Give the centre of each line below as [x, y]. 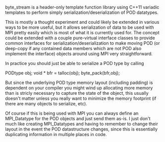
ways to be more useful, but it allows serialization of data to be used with [80, 27]
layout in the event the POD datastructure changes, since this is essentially [81, 129]
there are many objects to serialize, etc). [46, 104]
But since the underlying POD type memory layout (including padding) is [79, 82]
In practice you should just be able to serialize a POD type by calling [75, 63]
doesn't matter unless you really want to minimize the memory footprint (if [81, 98]
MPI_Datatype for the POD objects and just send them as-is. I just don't [78, 118]
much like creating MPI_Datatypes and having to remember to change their [82, 124]
